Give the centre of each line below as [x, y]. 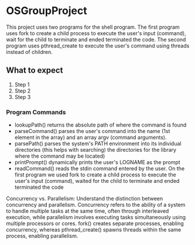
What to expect [35, 71]
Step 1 [22, 84]
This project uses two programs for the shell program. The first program [93, 27]
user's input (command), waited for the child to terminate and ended [97, 181]
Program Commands [36, 112]
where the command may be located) [60, 156]
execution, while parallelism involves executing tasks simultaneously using [96, 217]
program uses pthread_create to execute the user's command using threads [98, 46]
